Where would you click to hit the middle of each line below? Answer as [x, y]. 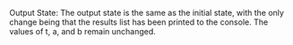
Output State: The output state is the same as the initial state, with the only [147, 13]
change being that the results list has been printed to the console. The [139, 22]
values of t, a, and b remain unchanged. [83, 31]
